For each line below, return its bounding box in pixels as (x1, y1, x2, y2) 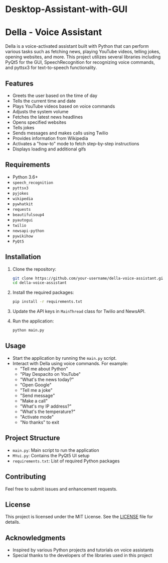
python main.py (12, 328, 45, 333)
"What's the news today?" (20, 376, 74, 382)
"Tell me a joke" (20, 387, 53, 393)
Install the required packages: (12, 289, 74, 295)
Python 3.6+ (12, 174, 39, 180)
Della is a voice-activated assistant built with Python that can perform (5, 43, 149, 49)
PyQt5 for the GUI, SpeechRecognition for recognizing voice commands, (5, 59, 155, 65)
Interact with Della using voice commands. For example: (12, 360, 128, 366)
